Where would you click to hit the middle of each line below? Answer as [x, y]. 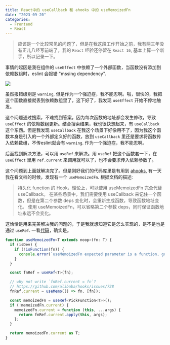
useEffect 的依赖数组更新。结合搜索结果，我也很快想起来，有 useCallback [82, 124]
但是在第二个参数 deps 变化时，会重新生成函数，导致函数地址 [91, 200]
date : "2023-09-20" [26, 15]
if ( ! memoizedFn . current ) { [39, 305]
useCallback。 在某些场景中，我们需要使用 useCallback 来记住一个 [87, 194]
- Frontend [21, 24]
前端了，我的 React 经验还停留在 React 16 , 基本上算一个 [102, 50]
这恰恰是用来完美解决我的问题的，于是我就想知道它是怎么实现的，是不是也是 [85, 224]
